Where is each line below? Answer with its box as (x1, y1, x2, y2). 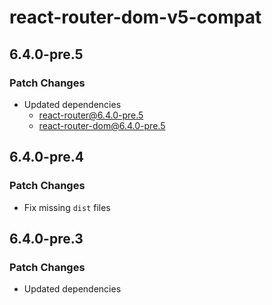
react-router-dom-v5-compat (9, 6, 262, 29)
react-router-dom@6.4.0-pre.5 (38, 119, 166, 131)
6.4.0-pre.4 (9, 149, 84, 166)
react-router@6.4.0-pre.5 (38, 109, 144, 121)
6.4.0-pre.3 (9, 230, 84, 247)
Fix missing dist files (23, 201, 111, 213)
